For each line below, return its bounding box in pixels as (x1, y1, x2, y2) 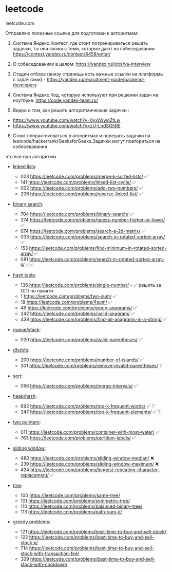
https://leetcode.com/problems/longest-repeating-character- (30, 466, 160, 473)
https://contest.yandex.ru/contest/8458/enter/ (12, 51, 111, 57)
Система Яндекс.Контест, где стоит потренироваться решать (12, 40, 148, 46)
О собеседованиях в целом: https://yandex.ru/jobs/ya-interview (12, 61, 151, 67)
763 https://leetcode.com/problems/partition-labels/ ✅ (20, 435, 136, 441)
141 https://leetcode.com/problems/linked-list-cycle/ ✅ (20, 179, 137, 185)
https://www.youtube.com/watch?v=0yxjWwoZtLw (12, 117, 121, 123)
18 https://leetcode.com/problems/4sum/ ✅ (20, 299, 113, 305)
